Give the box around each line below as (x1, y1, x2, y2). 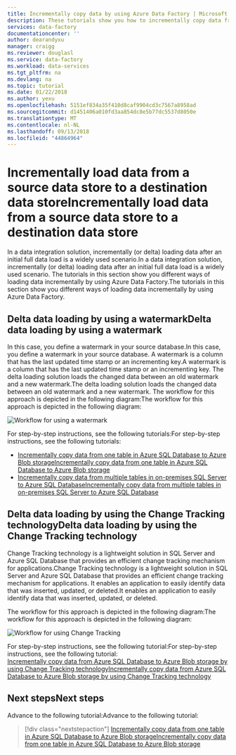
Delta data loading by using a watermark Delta (7, 313, 212, 325)
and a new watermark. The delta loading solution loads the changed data (7, 380, 217, 388)
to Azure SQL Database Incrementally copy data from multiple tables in (17, 481, 221, 489)
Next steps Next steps (7, 692, 104, 704)
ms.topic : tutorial (7, 82, 65, 89)
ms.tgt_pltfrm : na (7, 69, 61, 76)
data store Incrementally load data (7, 195, 209, 211)
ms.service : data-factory (7, 56, 83, 63)
